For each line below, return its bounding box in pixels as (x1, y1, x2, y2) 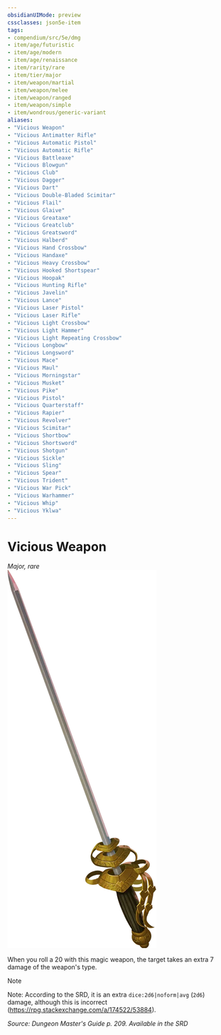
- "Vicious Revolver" (7, 417, 72, 424)
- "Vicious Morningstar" (7, 372, 81, 379)
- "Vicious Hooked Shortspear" (7, 267, 100, 274)
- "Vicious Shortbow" (7, 431, 72, 439)
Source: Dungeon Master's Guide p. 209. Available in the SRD (7, 1019, 188, 1028)
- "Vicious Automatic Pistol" (7, 139, 97, 146)
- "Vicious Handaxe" (7, 251, 69, 259)
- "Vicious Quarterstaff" (7, 402, 84, 409)
